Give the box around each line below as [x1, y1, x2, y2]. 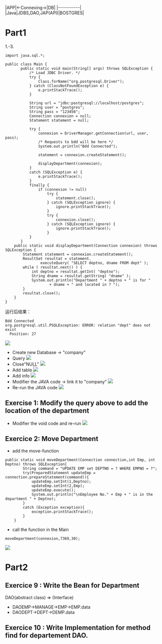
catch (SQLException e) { [29, 169, 83, 175]
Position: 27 [9, 331, 36, 336]
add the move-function [12, 447, 59, 454]
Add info [12, 373, 30, 379]
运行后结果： [5, 309, 31, 315]
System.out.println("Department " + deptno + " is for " [31, 278, 151, 282]
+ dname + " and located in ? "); [49, 282, 120, 287]
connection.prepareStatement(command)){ [5, 475, 90, 480]
